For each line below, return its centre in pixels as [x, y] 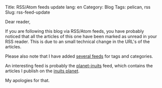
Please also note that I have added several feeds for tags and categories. [79, 56]
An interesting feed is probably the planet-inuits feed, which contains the [79, 66]
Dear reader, [18, 22]
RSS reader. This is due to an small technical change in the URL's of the [78, 42]
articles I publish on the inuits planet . [42, 71]
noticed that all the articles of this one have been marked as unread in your [81, 36]
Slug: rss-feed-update [28, 12]
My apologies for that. [28, 80]
